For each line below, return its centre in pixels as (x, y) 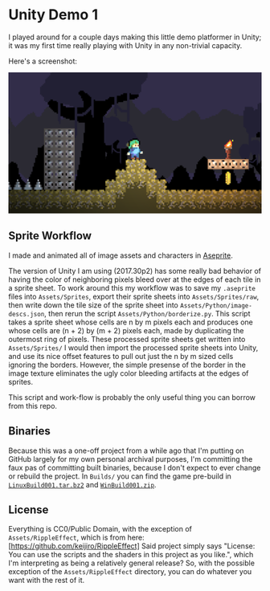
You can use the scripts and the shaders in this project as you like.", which (131, 555)
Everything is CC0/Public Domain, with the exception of (100, 529)
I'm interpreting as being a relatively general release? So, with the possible (132, 563)
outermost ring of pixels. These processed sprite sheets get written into (127, 339)
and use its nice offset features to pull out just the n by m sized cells (121, 356)
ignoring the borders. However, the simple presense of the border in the (127, 365)
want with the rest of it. (47, 581)
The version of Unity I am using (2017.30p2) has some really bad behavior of (135, 271)
